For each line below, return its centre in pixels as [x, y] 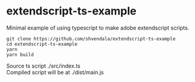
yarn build [20, 55]
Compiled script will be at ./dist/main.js [55, 72]
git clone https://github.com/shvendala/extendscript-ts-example [91, 39]
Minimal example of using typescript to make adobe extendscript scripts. [98, 28]
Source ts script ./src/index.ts [43, 66]
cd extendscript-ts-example [42, 44]
